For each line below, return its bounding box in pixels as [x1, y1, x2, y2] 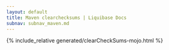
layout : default [6, 9, 48, 15]
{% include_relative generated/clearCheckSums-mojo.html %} [6, 37, 164, 45]
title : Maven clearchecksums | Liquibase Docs [6, 15, 127, 21]
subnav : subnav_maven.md [6, 20, 70, 26]
